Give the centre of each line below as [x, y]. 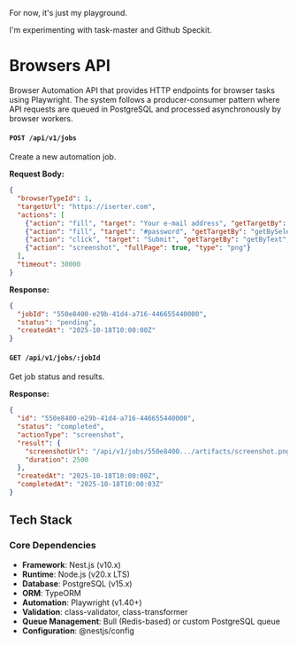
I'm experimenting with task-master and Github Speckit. [110, 30]
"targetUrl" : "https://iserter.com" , [87, 206]
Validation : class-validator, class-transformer [105, 611]
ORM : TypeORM [51, 593]
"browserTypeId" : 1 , [55, 198]
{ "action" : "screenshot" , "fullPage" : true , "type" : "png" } [138, 248]
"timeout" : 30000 [49, 265]
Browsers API [60, 66]
